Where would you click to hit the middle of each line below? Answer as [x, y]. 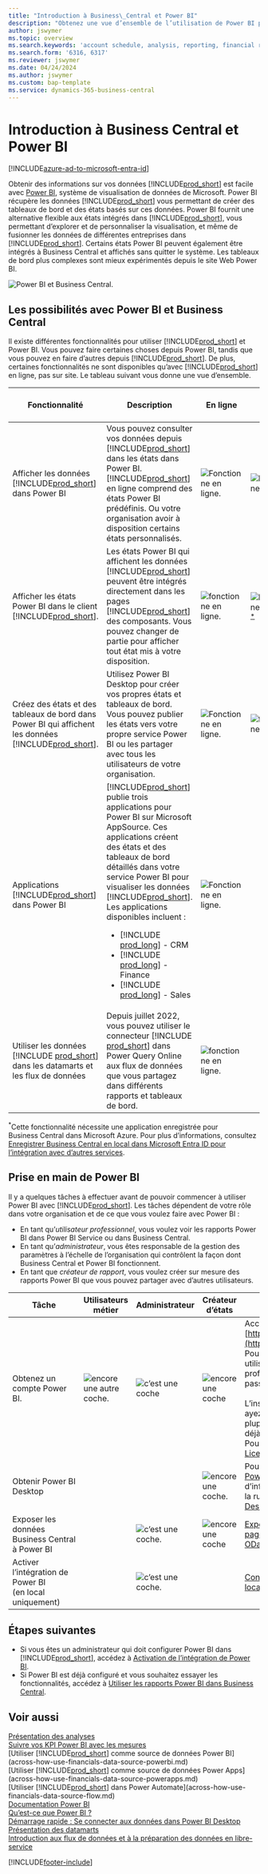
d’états [220, 1310]
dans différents [135, 1086]
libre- [244, 1838]
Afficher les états [44, 596]
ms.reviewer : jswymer [44, 61]
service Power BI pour [148, 877]
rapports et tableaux [144, 1096]
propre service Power [147, 734]
